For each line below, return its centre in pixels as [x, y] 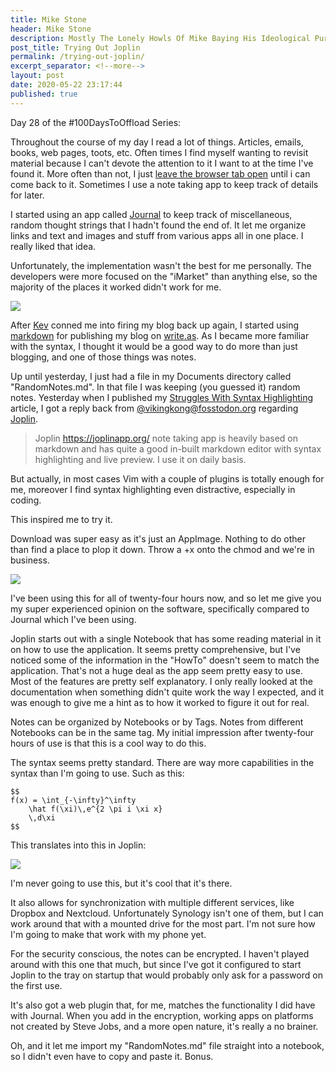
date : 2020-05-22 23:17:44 [66, 85]
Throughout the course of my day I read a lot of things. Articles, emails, [157, 142]
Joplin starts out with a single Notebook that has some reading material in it [166, 638]
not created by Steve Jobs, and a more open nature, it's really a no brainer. [164, 1026]
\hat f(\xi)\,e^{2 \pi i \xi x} [95, 809]
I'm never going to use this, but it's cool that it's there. [121, 883]
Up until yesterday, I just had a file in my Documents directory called [151, 376]
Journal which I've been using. [73, 619]
